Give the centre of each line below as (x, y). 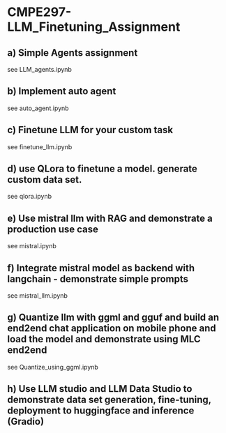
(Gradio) (25, 421)
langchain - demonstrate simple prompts (98, 279)
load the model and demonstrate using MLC (104, 339)
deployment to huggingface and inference (101, 411)
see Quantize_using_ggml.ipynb (53, 367)
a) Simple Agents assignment (73, 53)
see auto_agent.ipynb (38, 108)
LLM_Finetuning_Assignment (94, 27)
